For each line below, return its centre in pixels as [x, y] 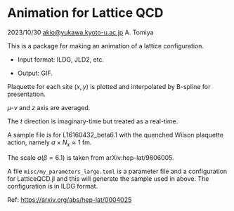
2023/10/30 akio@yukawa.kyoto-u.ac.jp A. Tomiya [80, 32]
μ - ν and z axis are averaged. [49, 107]
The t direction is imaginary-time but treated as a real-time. [93, 121]
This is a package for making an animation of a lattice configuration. [106, 46]
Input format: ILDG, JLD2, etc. [60, 59]
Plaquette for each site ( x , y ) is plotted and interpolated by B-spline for [109, 86]
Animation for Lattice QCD [85, 13]
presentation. [26, 94]
